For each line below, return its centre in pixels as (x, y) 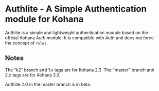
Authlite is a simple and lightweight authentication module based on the (77, 32)
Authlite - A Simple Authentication (76, 9)
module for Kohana (44, 19)
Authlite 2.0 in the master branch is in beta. (48, 84)
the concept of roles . (26, 43)
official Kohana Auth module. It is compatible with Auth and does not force (79, 38)
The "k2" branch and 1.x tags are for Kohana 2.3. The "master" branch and (80, 70)
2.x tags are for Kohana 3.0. (33, 75)
